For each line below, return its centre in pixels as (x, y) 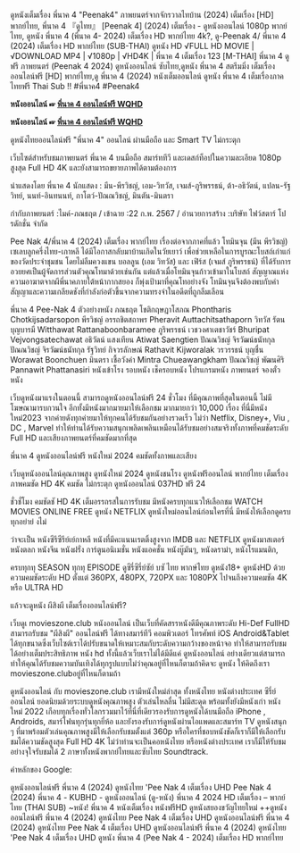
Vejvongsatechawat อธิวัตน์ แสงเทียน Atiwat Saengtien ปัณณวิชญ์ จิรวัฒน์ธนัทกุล (143, 339)
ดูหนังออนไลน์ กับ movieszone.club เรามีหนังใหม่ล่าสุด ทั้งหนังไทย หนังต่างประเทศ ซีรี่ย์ (143, 691)
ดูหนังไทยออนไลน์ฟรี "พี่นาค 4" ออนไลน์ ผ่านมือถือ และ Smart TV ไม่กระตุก (125, 140)
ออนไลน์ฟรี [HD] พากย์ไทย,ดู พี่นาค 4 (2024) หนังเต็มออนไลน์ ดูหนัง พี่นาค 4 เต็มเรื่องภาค (147, 76)
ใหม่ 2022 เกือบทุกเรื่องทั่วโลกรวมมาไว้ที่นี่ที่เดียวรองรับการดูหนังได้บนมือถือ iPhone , (138, 711)
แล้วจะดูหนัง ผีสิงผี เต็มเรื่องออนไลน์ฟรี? (69, 605)
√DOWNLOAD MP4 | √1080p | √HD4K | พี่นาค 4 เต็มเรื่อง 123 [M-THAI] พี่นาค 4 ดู (150, 56)
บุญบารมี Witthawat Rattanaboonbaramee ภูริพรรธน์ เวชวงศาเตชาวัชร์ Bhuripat (140, 330)
